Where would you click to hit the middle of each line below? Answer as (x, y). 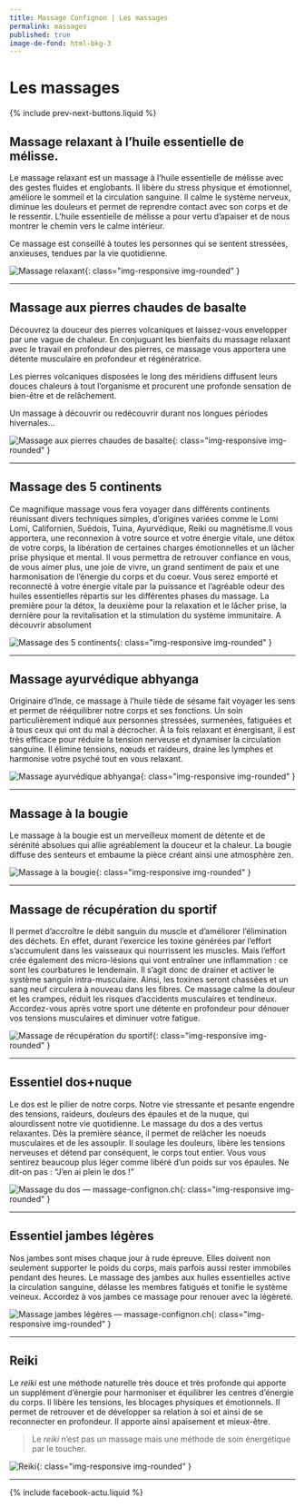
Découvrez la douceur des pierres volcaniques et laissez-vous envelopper (148, 330)
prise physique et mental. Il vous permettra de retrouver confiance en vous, (151, 557)
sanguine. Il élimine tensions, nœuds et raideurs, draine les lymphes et (142, 749)
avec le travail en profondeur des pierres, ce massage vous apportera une (148, 349)
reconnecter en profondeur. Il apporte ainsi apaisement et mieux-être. (140, 1421)
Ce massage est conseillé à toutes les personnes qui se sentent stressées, (149, 243)
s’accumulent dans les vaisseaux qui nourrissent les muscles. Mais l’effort (148, 950)
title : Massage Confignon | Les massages (89, 18)
